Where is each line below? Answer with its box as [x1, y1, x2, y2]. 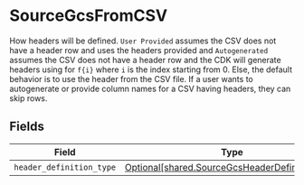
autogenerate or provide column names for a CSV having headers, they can [9, 83, 291, 94]
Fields [9, 119, 45, 134]
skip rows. [9, 92, 48, 104]
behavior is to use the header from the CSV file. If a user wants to [9, 73, 253, 84]
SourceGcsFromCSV [9, 5, 168, 26]
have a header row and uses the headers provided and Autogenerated [9, 44, 269, 55]
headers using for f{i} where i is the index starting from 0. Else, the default [9, 64, 292, 75]
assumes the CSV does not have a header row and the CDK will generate [9, 54, 282, 65]
